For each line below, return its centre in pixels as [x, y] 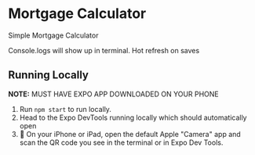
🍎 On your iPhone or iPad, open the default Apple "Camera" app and [130, 134]
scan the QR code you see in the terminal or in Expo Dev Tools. [121, 142]
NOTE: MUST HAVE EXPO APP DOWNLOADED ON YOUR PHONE [114, 94]
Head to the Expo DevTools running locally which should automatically [133, 117]
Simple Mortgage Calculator [53, 35]
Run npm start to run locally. [66, 109]
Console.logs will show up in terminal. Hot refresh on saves [104, 50]
